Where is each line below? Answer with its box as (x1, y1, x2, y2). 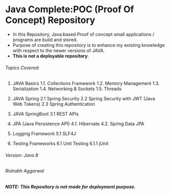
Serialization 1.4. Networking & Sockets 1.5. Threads (12, 86, 122, 92)
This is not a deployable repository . (12, 52, 89, 59)
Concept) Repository (5, 14, 96, 26)
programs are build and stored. (12, 37, 78, 43)
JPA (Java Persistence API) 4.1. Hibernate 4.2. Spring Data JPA (12, 121, 145, 127)
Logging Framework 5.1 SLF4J (12, 131, 76, 137)
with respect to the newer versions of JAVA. (12, 47, 105, 53)
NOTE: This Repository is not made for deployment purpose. (5, 183, 136, 189)
